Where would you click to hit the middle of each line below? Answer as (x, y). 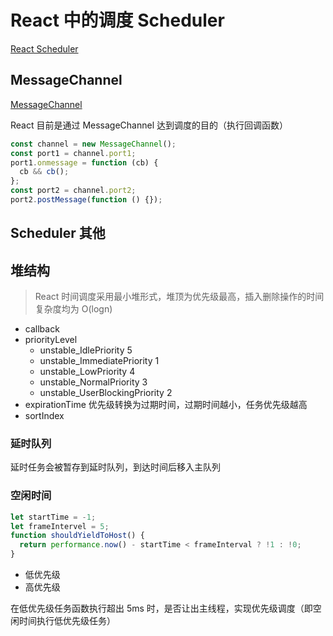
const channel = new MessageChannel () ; (93, 144)
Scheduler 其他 (58, 233)
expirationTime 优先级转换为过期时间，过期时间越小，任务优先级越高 (166, 405)
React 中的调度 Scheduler (117, 20)
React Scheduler (44, 48)
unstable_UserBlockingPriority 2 (106, 393)
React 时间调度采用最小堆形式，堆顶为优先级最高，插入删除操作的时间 (179, 297)
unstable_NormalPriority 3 (93, 382)
